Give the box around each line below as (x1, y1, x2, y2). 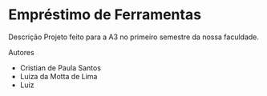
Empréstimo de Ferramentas (8, 6, 202, 24)
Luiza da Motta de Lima (19, 71, 98, 81)
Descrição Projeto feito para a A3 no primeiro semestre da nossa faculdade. (8, 32, 259, 42)
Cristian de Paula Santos (19, 62, 102, 73)
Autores (8, 47, 34, 57)
